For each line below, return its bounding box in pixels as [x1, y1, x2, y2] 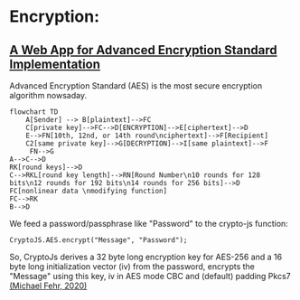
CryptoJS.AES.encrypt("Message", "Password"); [9, 236, 188, 245]
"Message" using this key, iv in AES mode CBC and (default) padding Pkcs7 [9, 271, 291, 281]
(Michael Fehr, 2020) [9, 280, 88, 291]
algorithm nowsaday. [9, 90, 88, 100]
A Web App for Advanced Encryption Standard [9, 42, 277, 58]
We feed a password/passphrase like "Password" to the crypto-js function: [9, 219, 289, 229]
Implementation [9, 56, 101, 71]
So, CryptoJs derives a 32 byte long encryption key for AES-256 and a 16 [9, 251, 283, 262]
